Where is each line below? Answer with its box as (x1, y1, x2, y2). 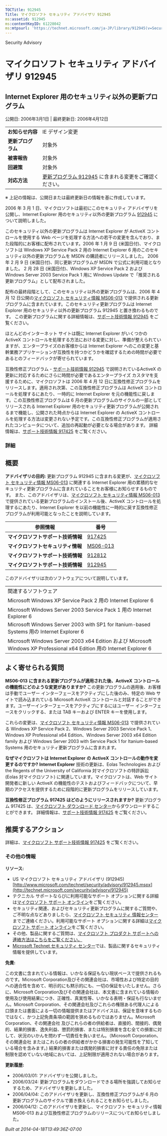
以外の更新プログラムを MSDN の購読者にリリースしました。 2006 (22, 253, 159, 259)
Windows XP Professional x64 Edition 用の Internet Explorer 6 (7, 645, 152, 652)
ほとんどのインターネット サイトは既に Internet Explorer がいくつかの (5, 330, 148, 337)
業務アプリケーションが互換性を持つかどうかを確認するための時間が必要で (9, 349, 162, 355)
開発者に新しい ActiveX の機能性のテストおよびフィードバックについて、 (5, 780, 154, 786)
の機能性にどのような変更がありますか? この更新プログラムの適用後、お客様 (5, 684, 162, 690)
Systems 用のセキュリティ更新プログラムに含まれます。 (5, 744, 119, 750)
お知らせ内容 (7, 128, 38, 135)
